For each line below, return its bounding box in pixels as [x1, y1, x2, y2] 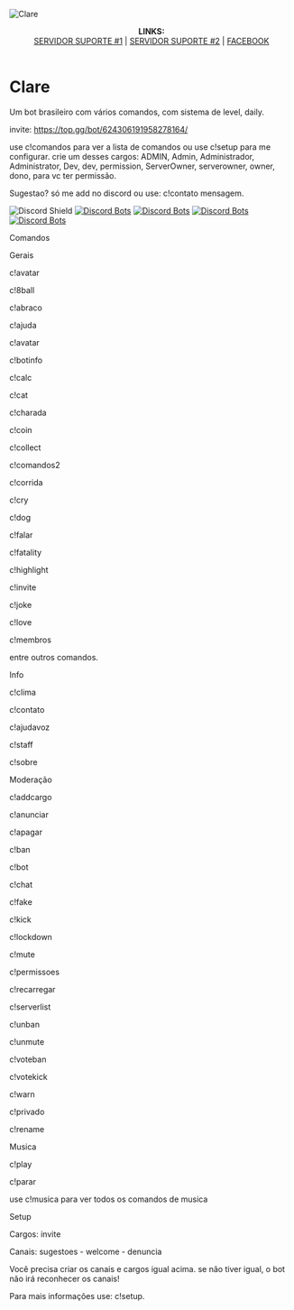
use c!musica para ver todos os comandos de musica [9, 1194, 208, 1204]
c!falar [9, 529, 33, 540]
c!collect [9, 442, 41, 453]
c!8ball [9, 284, 35, 295]
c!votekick [9, 1071, 48, 1082]
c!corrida [9, 476, 43, 487]
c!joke [9, 599, 32, 610]
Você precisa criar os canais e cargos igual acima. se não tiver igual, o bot [9, 1263, 286, 1274]
